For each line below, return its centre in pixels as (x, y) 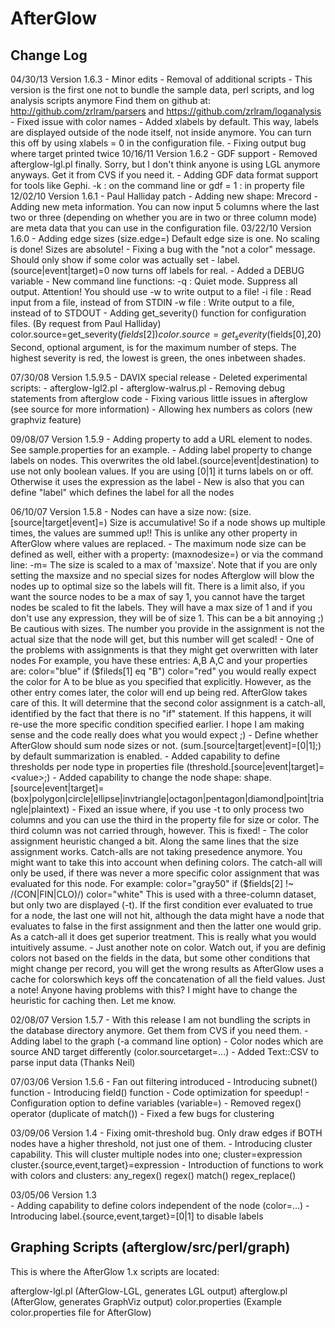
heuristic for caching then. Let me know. (93, 1000)
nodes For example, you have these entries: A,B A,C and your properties (159, 660)
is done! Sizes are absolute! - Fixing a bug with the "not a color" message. (163, 249)
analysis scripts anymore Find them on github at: (110, 100)
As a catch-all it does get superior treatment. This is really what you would (163, 936)
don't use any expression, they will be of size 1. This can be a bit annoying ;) (167, 618)
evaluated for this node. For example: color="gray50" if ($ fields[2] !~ (152, 883)
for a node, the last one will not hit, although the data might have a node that (167, 915)
